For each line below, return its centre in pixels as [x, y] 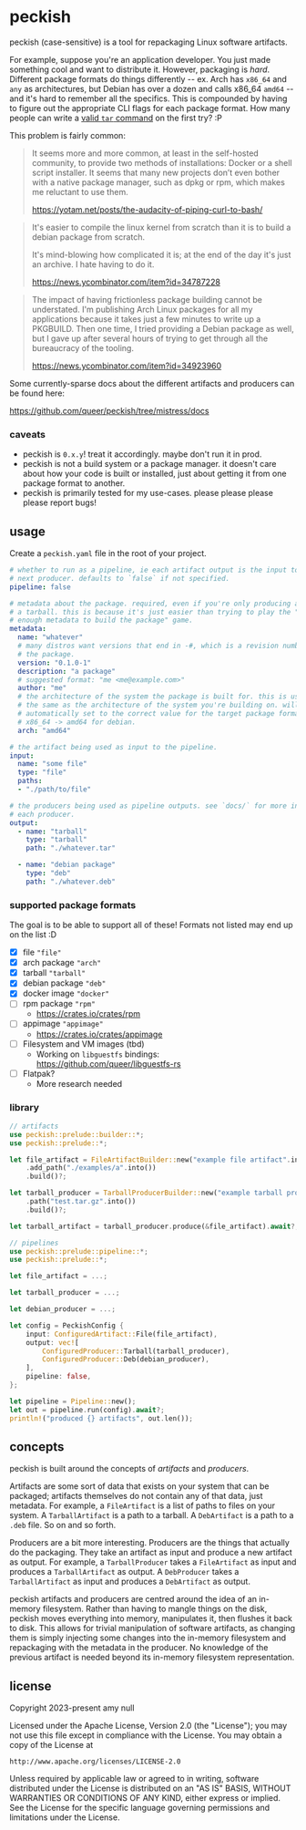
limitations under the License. [65, 1817]
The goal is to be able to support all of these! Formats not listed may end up [151, 925]
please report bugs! [60, 502]
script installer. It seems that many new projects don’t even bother [156, 172]
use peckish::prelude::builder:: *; [77, 1134]
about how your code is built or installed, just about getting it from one [154, 474]
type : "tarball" [57, 840]
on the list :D [33, 935]
